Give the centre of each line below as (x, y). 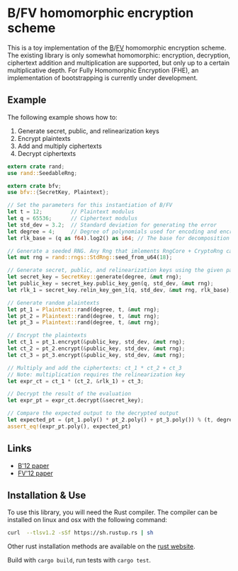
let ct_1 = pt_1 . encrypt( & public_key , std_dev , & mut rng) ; (96, 342)
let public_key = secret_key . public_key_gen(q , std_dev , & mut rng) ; (110, 283)
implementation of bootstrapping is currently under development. (103, 78)
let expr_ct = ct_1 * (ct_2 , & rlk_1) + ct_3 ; (75, 381)
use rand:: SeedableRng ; (42, 173)
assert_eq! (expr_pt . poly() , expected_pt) (69, 426)
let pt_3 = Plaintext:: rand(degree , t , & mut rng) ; (84, 323)
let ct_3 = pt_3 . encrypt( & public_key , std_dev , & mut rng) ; (96, 355)
